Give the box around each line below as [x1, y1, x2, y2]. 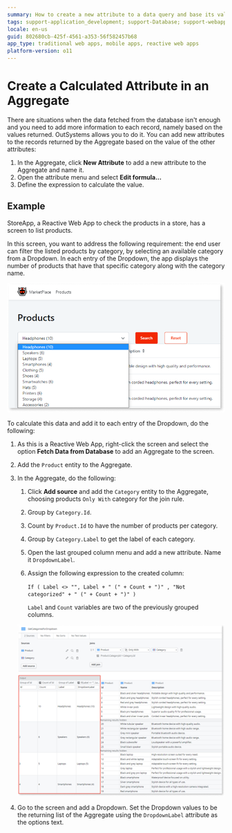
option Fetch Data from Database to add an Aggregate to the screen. [17, 448, 215, 455]
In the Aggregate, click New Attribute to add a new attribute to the [17, 158, 206, 166]
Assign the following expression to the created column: [27, 569, 184, 577]
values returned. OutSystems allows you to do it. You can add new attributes [7, 130, 225, 138]
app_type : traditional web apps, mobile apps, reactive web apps [7, 40, 199, 48]
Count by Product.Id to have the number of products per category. [27, 521, 218, 530]
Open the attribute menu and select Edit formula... [17, 173, 162, 181]
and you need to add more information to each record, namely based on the [7, 123, 223, 131]
